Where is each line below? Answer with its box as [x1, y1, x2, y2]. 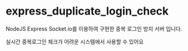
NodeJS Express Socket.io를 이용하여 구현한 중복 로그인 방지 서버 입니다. [5, 25, 183, 32]
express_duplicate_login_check [5, 4, 169, 18]
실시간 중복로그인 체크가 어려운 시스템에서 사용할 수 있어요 [5, 38, 144, 45]
